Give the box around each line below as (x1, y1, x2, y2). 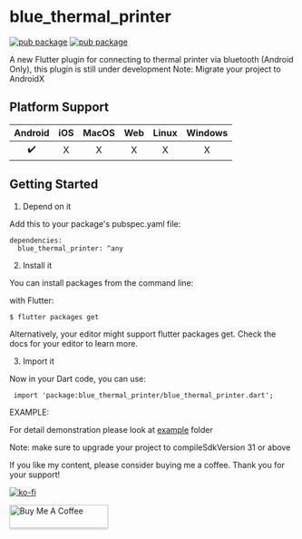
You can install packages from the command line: (9, 277, 194, 288)
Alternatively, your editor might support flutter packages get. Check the (9, 328, 277, 339)
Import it (22, 356, 54, 367)
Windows (185, 126, 229, 139)
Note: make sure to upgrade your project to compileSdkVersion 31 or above (9, 442, 291, 453)
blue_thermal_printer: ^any (17, 243, 124, 253)
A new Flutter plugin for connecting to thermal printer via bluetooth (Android (9, 54, 294, 64)
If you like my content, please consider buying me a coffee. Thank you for (9, 459, 286, 470)
